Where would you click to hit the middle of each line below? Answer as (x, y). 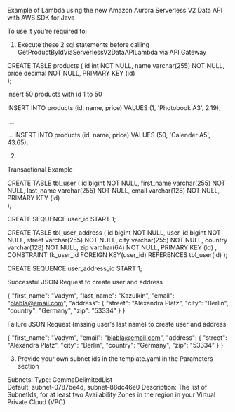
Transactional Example (40, 170)
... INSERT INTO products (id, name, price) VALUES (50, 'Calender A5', (109, 135)
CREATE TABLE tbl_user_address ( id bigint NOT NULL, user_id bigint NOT (114, 233)
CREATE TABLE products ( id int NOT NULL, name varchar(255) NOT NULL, (116, 66)
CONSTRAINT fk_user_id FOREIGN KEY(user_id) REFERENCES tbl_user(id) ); (117, 255)
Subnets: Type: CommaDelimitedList (60, 380)
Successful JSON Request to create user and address (85, 282)
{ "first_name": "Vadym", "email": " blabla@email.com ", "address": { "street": (117, 338)
